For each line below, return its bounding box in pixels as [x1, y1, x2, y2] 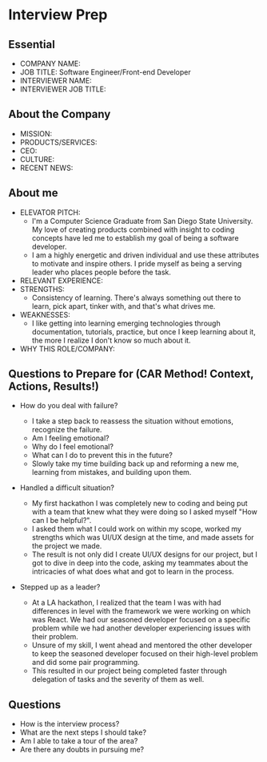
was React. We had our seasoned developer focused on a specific [31, 615, 250, 625]
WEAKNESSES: [19, 310, 70, 319]
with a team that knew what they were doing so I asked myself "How [31, 507, 257, 517]
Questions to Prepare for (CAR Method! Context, [8, 367, 254, 381]
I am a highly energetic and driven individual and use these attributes [31, 250, 260, 260]
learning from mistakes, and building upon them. [31, 468, 192, 477]
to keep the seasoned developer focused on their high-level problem [31, 649, 258, 659]
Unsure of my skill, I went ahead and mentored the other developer [31, 640, 253, 651]
